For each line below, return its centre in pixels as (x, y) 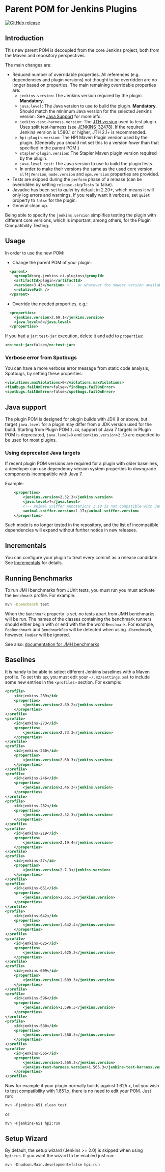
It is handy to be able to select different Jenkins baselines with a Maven (77, 672)
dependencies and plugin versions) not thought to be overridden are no (84, 79)
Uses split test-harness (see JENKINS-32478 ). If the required (82, 127)
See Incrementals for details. (34, 563)
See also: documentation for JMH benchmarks (52, 644)
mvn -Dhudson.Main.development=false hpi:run (52, 1165)
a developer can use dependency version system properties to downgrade (81, 469)
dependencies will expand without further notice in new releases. (71, 530)
